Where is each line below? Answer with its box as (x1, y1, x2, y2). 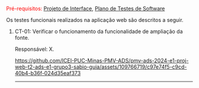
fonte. (14, 34, 30, 41)
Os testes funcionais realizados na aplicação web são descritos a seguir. (6, 17, 184, 23)
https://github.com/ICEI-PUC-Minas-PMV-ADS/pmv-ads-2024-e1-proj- (14, 57, 189, 64)
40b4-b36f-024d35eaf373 (14, 70, 81, 76)
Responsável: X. (14, 45, 54, 53)
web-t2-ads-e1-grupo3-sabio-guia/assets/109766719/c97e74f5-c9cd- (14, 63, 187, 70)
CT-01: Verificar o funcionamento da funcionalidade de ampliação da (14, 28, 183, 35)
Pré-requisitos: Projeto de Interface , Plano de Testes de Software (6, 5, 165, 12)
